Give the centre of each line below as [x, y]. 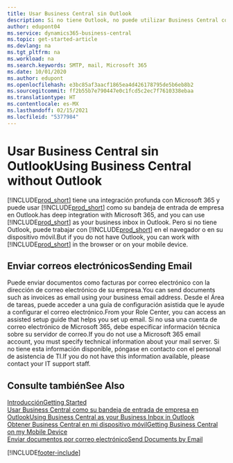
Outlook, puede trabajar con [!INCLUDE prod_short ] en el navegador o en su [115, 229]
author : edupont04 [34, 26]
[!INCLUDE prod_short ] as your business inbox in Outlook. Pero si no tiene [112, 222]
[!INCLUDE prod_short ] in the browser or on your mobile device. [98, 244]
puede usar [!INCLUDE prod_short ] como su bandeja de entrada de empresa [115, 207]
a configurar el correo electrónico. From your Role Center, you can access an [116, 312]
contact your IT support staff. [49, 364]
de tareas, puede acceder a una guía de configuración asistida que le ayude [116, 305]
